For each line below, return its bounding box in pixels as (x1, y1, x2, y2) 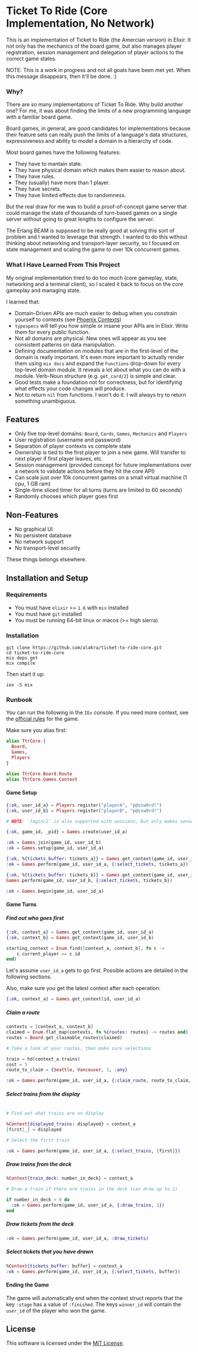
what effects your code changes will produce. (14, 385, 127, 392)
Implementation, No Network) (6, 17, 155, 30)
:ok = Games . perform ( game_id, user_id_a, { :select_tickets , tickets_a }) (6, 861, 189, 867)
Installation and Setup (6, 573, 88, 583)
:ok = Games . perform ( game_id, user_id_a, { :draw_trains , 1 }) (11, 1203, 165, 1209)
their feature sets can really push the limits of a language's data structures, (6, 131, 189, 138)
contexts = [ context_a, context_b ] (6, 1024, 94, 1030)
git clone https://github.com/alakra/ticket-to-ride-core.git (6, 645, 162, 651)
